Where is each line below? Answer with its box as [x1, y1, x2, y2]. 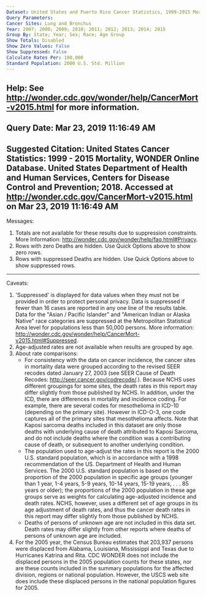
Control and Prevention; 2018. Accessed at [6, 182, 174, 192]
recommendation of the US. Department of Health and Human [24, 461, 181, 468]
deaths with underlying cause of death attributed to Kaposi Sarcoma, [24, 428, 199, 436]
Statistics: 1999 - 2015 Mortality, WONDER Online [6, 153, 200, 164]
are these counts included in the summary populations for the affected [15, 565, 194, 572]
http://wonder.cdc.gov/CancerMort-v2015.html [6, 191, 193, 202]
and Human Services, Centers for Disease [6, 172, 170, 183]
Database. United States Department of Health [6, 163, 188, 173]
